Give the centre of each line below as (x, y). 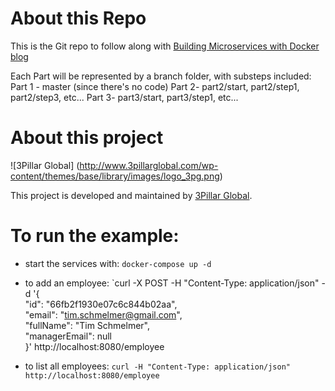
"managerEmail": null (68, 336)
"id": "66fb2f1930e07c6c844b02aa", (101, 304)
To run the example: (95, 236)
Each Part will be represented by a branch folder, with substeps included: (161, 76)
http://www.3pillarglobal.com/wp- (149, 165)
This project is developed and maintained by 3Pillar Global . (131, 195)
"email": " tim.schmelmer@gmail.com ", (103, 314)
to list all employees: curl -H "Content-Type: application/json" (157, 366)
